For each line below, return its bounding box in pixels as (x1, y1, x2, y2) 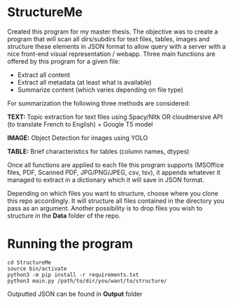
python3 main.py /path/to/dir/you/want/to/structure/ (7, 277, 168, 284)
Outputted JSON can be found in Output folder (7, 290, 143, 298)
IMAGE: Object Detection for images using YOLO (7, 134, 148, 142)
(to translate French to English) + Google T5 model (7, 120, 153, 128)
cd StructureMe (7, 259, 52, 266)
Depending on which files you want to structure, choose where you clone (7, 189, 219, 197)
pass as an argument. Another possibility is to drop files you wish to (7, 204, 203, 212)
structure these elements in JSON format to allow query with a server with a (7, 42, 226, 50)
